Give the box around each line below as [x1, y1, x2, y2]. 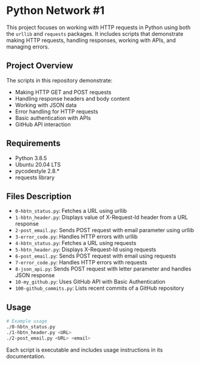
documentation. [6, 352, 46, 360]
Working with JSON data [15, 101, 77, 109]
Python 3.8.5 [15, 154, 47, 161]
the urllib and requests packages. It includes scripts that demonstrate [6, 30, 184, 37]
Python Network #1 [6, 4, 105, 18]
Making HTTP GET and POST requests [15, 89, 112, 96]
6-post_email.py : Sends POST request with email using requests [15, 252, 177, 260]
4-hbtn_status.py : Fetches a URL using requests [15, 239, 136, 247]
